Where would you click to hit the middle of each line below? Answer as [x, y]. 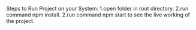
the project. [20, 21]
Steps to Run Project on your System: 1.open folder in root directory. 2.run [97, 9]
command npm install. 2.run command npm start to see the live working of [98, 15]
